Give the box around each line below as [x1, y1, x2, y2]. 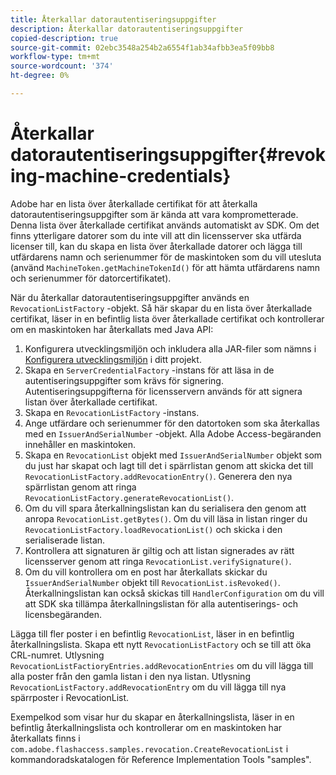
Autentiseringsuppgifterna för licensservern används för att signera [24, 385, 303, 397]
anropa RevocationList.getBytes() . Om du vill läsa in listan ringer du [24, 512, 308, 525]
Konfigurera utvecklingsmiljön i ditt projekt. [24, 353, 202, 365]
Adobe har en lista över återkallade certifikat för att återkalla [10, 197, 258, 210]
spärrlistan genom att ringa [24, 481, 137, 493]
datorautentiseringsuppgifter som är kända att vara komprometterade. [10, 208, 299, 220]
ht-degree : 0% [10, 71, 70, 81]
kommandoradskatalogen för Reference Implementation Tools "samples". [10, 753, 312, 765]
